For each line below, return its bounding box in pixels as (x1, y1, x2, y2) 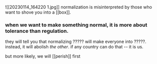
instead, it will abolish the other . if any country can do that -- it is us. (5, 44, 144, 50)
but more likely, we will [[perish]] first (5, 53, 81, 59)
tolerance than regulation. (5, 27, 69, 34)
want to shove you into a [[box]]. (5, 9, 71, 15)
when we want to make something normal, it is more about (5, 21, 148, 28)
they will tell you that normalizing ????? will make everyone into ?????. (5, 39, 147, 44)
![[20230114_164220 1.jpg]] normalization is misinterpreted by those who (5, 4, 153, 10)
